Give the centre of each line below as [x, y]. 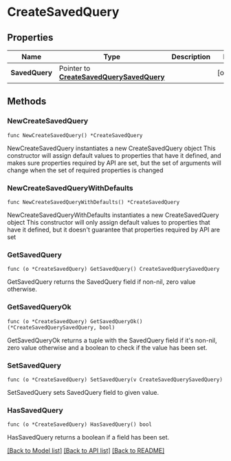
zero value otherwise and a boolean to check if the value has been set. [107, 347]
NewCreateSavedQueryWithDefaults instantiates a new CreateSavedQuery [113, 215]
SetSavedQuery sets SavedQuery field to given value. [83, 392]
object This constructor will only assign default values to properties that [109, 222]
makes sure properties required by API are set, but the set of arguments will [114, 163]
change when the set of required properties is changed [85, 170]
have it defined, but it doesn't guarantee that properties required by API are [113, 229]
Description [191, 57]
